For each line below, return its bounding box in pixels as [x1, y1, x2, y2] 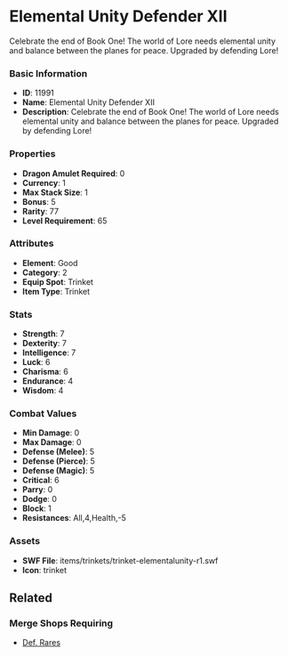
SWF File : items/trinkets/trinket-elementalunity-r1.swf [21, 555, 219, 566]
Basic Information [9, 67, 88, 79]
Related [9, 590, 53, 606]
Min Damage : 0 [21, 427, 80, 438]
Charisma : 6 [21, 367, 68, 377]
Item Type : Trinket [21, 286, 91, 296]
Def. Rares [21, 637, 60, 648]
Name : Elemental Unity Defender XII [21, 97, 156, 108]
